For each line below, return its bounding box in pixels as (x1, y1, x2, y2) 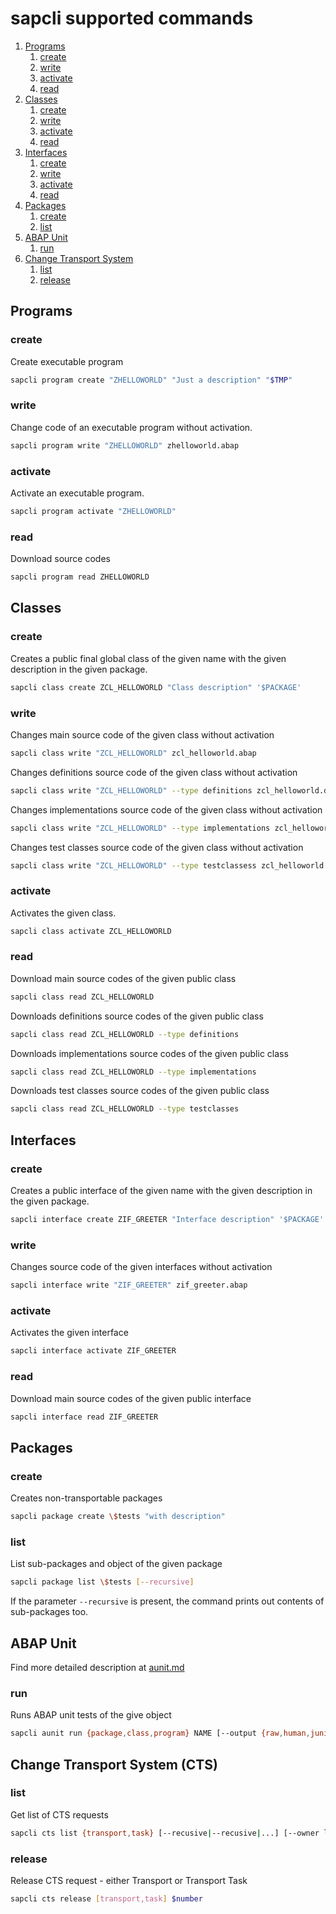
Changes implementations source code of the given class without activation (10, 803, 323, 816)
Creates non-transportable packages (10, 1492, 163, 1504)
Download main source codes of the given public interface (10, 1392, 252, 1404)
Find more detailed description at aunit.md (10, 1661, 185, 1673)
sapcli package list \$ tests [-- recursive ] (10, 1577, 195, 1587)
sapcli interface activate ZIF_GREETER (10, 1346, 177, 1356)
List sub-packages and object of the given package (10, 1558, 223, 1570)
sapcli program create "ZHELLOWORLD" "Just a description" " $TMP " (10, 375, 293, 385)
